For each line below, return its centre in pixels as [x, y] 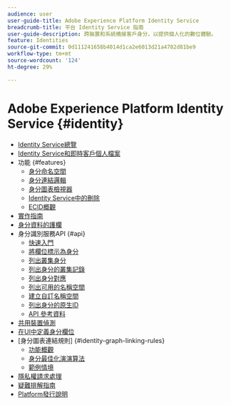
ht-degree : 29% [30, 67]
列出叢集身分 [47, 260]
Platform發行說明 [43, 394]
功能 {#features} [42, 162]
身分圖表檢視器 [50, 189]
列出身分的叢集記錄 [57, 269]
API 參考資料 [47, 314]
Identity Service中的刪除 [64, 198]
